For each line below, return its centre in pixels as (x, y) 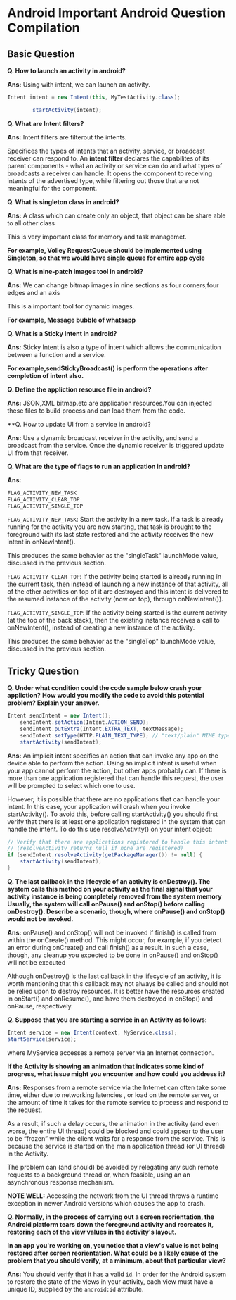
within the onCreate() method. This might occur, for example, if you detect (115, 940)
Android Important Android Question (117, 13)
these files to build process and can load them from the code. (97, 411)
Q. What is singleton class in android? (63, 201)
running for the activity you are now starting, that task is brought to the (110, 527)
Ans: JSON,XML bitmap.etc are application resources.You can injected (110, 403)
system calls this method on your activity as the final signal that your (110, 889)
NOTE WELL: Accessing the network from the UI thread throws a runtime (113, 1196)
